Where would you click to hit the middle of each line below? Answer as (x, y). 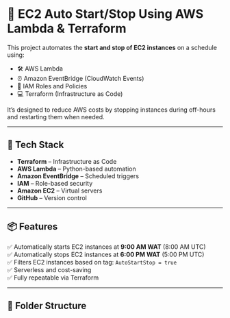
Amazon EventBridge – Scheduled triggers (78, 176)
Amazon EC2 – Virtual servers (60, 191)
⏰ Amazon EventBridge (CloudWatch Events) (80, 78)
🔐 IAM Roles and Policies (52, 86)
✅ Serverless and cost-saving (49, 269)
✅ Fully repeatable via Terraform (53, 278)
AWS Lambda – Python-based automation (77, 169)
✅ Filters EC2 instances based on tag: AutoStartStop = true (92, 262)
